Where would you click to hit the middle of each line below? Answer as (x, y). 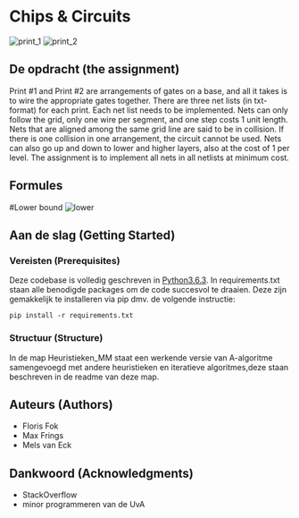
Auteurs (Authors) (61, 404)
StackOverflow (50, 495)
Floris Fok (40, 426)
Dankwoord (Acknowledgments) (102, 473)
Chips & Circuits (70, 17)
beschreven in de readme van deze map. (84, 377)
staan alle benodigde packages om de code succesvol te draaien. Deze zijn (148, 290)
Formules (36, 186)
